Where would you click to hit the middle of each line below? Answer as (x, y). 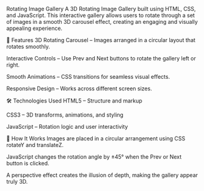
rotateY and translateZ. (35, 145)
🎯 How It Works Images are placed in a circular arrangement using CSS (96, 139)
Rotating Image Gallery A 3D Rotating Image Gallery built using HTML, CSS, (101, 9)
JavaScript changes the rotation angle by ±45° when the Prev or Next (94, 157)
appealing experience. (35, 28)
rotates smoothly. (28, 46)
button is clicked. (28, 163)
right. (13, 65)
